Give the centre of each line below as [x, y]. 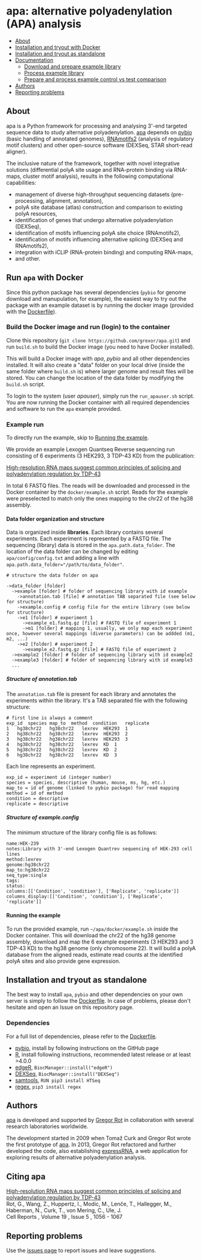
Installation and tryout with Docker [58, 47]
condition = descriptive [37, 799]
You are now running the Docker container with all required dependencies [98, 402]
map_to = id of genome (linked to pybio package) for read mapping [93, 788]
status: [16, 886]
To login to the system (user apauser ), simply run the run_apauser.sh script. [100, 396]
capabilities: [21, 182]
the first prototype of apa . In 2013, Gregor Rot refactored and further [91, 1144]
